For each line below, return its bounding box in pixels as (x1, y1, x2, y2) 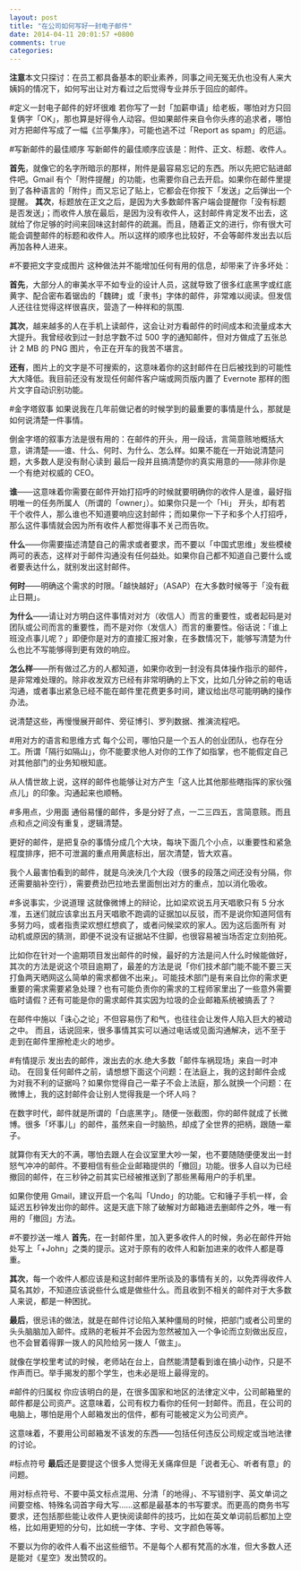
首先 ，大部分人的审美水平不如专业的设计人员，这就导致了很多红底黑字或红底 (9, 279, 292, 290)
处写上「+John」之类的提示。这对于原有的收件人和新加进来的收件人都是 (9, 1243, 277, 1254)
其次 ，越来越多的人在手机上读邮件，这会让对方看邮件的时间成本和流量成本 (9, 321, 284, 331)
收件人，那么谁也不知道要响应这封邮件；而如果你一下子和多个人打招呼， (24, 509, 292, 519)
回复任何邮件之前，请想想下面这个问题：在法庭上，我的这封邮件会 (34, 1067, 279, 1077)
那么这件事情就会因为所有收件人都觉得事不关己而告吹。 (9, 520, 213, 531)
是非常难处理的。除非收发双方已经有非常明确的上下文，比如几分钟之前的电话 (9, 674, 292, 685)
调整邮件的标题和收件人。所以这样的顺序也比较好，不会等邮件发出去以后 (24, 230, 292, 241)
